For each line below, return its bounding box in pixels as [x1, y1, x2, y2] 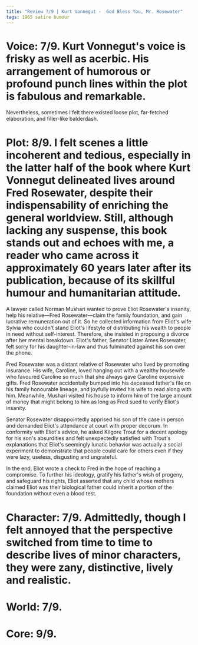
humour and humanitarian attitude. [6, 286, 181, 299]
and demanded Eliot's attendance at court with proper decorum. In [6, 422, 168, 429]
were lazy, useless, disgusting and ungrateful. [6, 454, 118, 461]
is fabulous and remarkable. [6, 90, 146, 103]
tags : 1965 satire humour [6, 14, 70, 20]
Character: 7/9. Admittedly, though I [6, 511, 186, 524]
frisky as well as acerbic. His [6, 52, 149, 65]
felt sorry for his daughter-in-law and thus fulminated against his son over [6, 343, 186, 350]
